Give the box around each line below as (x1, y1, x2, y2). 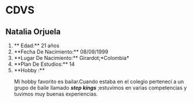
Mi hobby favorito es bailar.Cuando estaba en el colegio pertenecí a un (13, 78, 184, 85)
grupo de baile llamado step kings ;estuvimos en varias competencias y (13, 84, 187, 91)
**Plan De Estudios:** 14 (13, 61, 75, 68)
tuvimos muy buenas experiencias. (13, 91, 98, 97)
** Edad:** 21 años (13, 42, 59, 49)
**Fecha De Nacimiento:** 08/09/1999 (13, 48, 108, 55)
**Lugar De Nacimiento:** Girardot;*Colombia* (13, 55, 129, 61)
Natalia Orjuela (5, 27, 61, 37)
